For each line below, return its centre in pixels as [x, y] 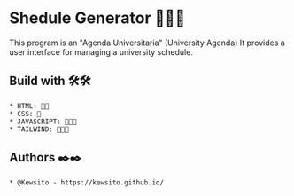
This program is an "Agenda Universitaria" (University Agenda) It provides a [147, 43]
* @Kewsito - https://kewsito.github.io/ [87, 182]
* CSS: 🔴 [25, 114]
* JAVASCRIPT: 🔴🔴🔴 [43, 122]
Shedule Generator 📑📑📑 [97, 18]
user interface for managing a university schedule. [101, 51]
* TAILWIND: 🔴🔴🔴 [39, 129]
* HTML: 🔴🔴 [29, 106]
